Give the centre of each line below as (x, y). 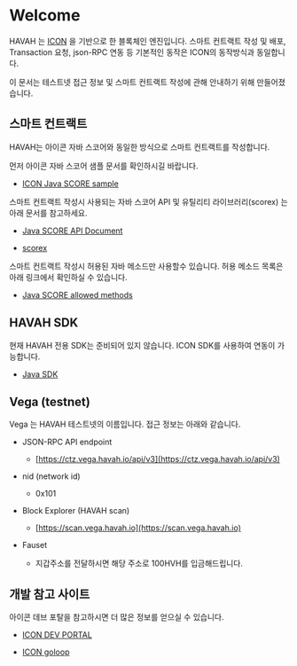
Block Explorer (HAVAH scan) (76, 511)
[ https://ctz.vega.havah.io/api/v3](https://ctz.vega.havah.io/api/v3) (158, 459)
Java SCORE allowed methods (77, 294)
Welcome (45, 16)
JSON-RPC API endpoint (67, 442)
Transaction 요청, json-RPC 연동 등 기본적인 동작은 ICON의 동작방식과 (132, 52)
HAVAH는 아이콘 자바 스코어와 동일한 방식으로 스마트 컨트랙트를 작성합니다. (140, 146)
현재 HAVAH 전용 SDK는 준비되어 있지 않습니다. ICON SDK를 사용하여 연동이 (142, 345)
